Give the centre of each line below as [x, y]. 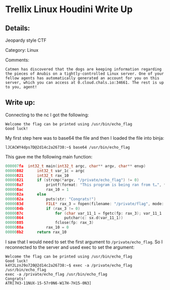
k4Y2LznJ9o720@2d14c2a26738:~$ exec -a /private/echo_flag [69, 265]
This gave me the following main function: [49, 156]
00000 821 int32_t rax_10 [37, 175]
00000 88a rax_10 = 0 [37, 228]
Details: [18, 28]
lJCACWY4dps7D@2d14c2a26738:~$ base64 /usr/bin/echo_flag [68, 147]
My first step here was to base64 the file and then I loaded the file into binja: [85, 138]
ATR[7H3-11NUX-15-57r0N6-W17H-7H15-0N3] [49, 283]
